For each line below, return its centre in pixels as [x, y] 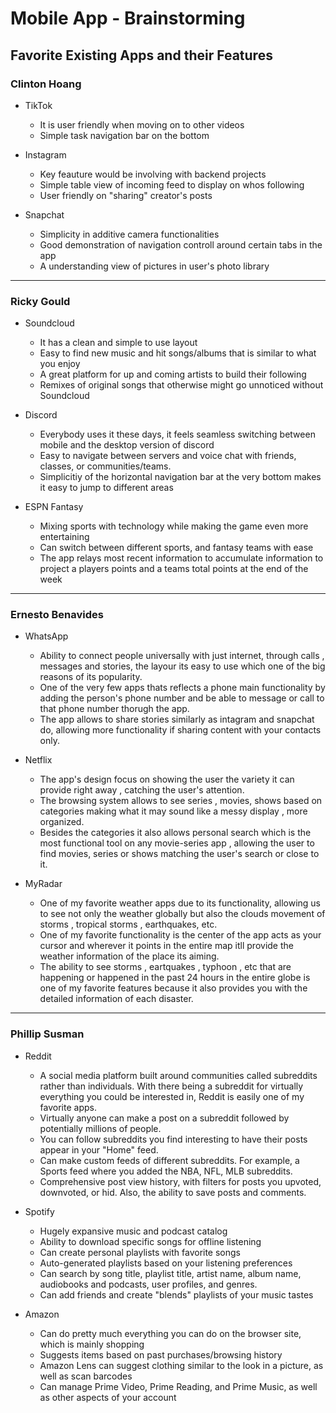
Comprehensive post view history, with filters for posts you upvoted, [180, 1181]
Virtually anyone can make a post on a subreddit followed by [164, 1118]
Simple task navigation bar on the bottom [124, 135]
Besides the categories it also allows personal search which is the [175, 833]
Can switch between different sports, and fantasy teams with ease [176, 548]
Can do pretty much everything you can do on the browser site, [170, 1333]
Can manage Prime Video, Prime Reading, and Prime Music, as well [178, 1386]
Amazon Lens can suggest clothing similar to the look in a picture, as [181, 1365]
